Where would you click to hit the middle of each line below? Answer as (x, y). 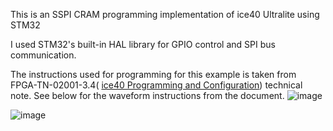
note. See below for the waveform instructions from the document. (147, 95)
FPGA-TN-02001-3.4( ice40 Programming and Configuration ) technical (156, 85)
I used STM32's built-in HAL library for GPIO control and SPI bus (143, 44)
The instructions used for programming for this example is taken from (153, 74)
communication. (43, 55)
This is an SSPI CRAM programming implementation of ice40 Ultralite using (165, 14)
